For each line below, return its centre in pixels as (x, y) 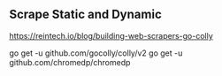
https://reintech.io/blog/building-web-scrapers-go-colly (111, 35)
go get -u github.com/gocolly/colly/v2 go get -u (96, 53)
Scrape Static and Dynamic (85, 15)
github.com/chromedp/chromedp (70, 62)
